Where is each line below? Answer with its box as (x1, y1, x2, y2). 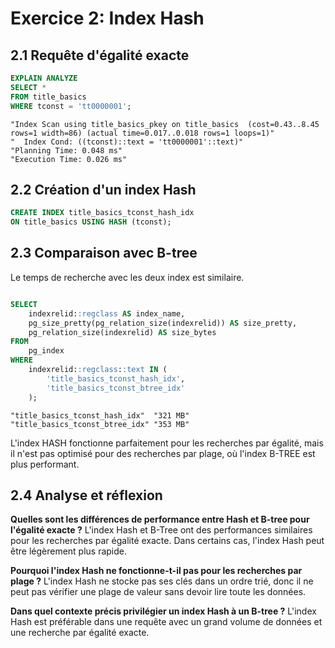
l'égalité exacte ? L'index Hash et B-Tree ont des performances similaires (10, 524, 313, 536)
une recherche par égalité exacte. (10, 627, 150, 639)
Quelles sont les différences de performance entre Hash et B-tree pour (10, 513, 310, 526)
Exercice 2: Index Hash (10, 7, 205, 30)
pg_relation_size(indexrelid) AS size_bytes (28, 327, 217, 337)
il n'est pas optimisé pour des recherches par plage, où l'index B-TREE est (10, 447, 316, 459)
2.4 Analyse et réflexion (10, 487, 163, 504)
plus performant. (10, 458, 80, 470)
